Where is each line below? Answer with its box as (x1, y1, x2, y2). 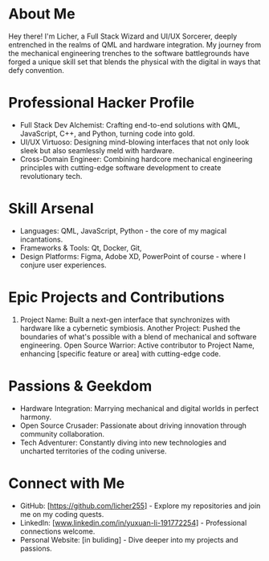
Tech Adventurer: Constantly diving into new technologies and (19, 437, 227, 447)
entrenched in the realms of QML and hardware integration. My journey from (8, 39, 262, 49)
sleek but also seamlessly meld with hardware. (19, 145, 175, 155)
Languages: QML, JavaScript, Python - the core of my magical (19, 226, 227, 235)
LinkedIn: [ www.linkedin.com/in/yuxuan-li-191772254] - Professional (19, 518, 247, 527)
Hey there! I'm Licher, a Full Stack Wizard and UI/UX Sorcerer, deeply (8, 31, 238, 41)
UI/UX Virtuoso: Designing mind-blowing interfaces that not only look (19, 137, 250, 147)
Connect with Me (8, 474, 125, 492)
